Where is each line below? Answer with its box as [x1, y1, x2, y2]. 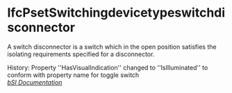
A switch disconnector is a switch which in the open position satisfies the [7, 42, 217, 51]
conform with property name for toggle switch [7, 71, 140, 79]
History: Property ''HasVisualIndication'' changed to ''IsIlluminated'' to [7, 63, 208, 71]
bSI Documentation [7, 78, 63, 86]
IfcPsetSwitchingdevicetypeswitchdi [7, 5, 226, 21]
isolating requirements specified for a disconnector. [7, 50, 155, 58]
